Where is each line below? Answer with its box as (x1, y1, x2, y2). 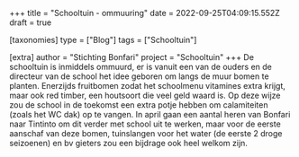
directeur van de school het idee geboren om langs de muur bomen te (9, 71, 269, 82)
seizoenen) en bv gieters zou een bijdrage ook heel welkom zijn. (9, 138, 248, 148)
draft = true (9, 17, 52, 28)
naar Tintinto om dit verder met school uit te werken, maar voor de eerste (9, 118, 281, 129)
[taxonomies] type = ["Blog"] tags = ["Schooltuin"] (9, 35, 197, 45)
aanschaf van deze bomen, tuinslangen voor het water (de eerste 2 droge (9, 128, 283, 138)
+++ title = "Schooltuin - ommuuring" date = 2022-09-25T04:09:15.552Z (9, 8, 281, 18)
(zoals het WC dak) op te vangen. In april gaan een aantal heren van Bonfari (9, 109, 291, 119)
